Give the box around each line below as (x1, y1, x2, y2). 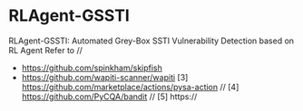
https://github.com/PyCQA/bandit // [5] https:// (21, 91, 198, 102)
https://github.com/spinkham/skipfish (21, 62, 162, 73)
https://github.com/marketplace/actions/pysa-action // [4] (21, 81, 239, 92)
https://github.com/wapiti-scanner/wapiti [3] (21, 71, 189, 82)
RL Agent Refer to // (8, 44, 83, 55)
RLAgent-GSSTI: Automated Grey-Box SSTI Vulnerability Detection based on (8, 35, 295, 46)
